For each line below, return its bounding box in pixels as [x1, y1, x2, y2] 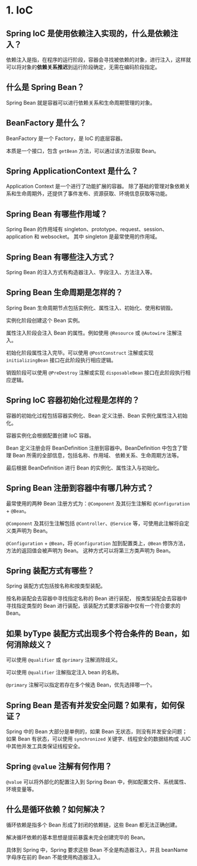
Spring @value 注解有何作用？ [6, 761, 113, 771]
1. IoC [6, 4, 33, 17]
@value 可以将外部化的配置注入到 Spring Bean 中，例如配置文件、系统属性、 [6, 778, 189, 785]
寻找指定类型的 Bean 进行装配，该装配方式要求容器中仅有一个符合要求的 [6, 602, 181, 609]
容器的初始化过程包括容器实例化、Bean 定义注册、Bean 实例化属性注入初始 [6, 412, 188, 419]
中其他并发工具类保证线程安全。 [6, 742, 83, 750]
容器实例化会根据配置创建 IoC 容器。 [6, 432, 95, 439]
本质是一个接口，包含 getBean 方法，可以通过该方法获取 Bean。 [6, 147, 159, 154]
